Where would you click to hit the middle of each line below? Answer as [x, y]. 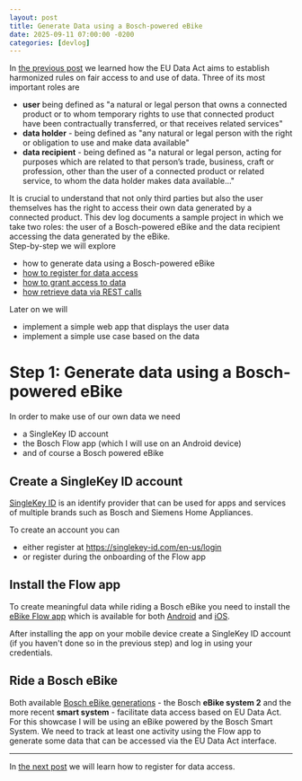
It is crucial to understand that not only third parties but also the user [136, 198]
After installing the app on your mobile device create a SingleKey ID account [150, 633]
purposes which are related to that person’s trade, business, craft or [148, 162]
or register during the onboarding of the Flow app [114, 557]
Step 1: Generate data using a [120, 373]
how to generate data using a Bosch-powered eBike [119, 263]
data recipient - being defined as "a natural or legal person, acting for [152, 153]
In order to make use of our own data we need [95, 417]
